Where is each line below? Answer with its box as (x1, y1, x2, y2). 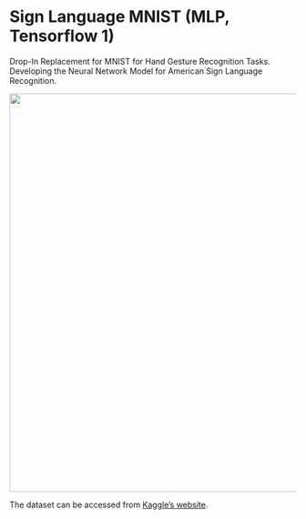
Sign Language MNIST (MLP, (9, 6, 230, 27)
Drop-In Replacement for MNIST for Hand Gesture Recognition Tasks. (9, 56, 270, 66)
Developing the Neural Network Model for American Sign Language (9, 66, 263, 76)
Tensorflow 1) (9, 25, 115, 46)
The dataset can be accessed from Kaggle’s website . (9, 499, 209, 510)
